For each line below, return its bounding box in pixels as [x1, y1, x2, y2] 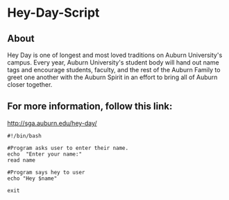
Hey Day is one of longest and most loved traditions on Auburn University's [7, 51, 223, 59]
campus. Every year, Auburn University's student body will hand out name [7, 58, 220, 67]
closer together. [7, 81, 53, 88]
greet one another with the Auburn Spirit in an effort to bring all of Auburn [7, 73, 218, 81]
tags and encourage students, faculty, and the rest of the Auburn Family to [7, 66, 221, 74]
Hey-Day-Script [7, 5, 100, 21]
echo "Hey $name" [7, 175, 58, 182]
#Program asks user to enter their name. [7, 144, 129, 151]
